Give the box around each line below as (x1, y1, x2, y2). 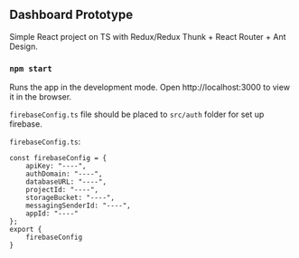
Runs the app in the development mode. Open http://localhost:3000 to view (9, 81, 291, 93)
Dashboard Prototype (9, 7, 134, 23)
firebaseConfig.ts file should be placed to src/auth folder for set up (9, 109, 265, 120)
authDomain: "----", (25, 169, 103, 179)
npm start (9, 63, 52, 73)
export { (9, 225, 42, 234)
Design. (9, 41, 38, 52)
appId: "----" (25, 209, 79, 218)
